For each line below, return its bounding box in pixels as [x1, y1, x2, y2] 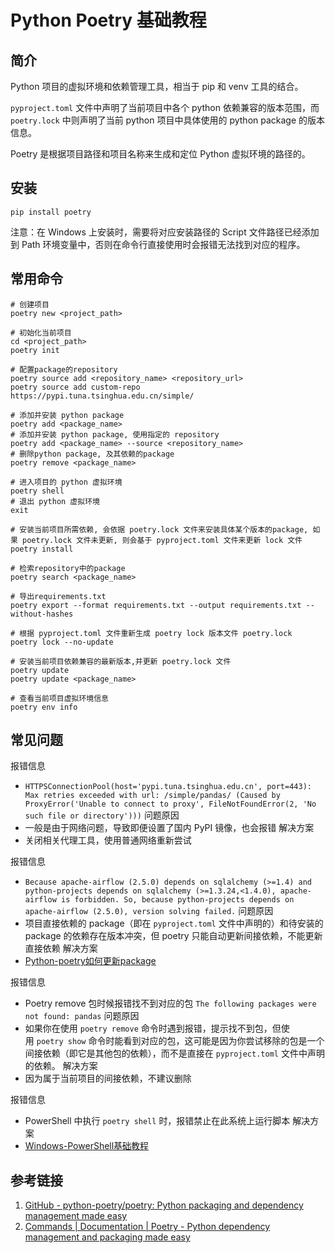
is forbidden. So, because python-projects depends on [61, 895, 295, 905]
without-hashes [10, 609, 74, 619]
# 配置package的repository [10, 364, 118, 375]
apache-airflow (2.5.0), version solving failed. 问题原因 [24, 905, 274, 917]
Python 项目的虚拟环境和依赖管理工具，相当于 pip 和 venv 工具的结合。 [10, 81, 304, 92]
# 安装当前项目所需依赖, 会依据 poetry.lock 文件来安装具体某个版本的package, [10, 524, 309, 535]
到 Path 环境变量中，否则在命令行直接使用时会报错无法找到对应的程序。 [10, 238, 306, 250]
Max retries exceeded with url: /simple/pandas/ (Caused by [24, 791, 281, 801]
